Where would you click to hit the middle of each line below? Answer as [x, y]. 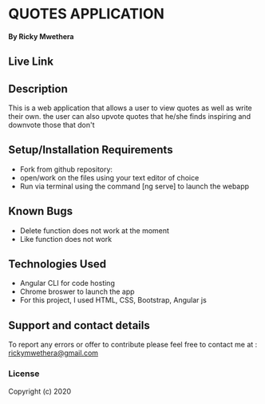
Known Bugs [41, 211]
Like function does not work [66, 239]
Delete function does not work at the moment [95, 230]
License [24, 374]
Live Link [31, 62]
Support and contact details [79, 325]
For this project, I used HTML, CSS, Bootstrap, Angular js [113, 300]
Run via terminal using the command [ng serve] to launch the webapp [134, 186]
